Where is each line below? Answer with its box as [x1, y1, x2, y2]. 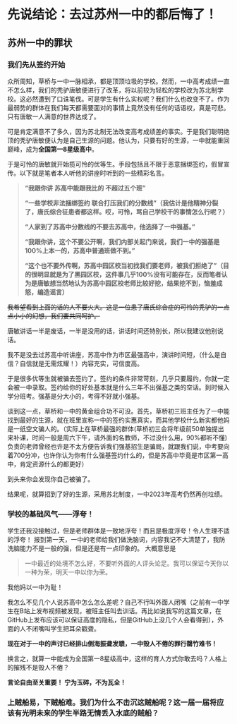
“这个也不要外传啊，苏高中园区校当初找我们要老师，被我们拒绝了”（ [24, 261, 224, 270]
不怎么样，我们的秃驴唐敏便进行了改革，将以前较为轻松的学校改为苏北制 [7, 85, 217, 94]
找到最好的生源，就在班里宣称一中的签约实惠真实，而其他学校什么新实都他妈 [7, 416, 230, 424]
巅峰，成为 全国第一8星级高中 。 [7, 145, 99, 153]
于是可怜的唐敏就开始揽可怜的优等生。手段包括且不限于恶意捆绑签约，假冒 [7, 159, 224, 168]
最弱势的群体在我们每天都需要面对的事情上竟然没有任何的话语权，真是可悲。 [7, 103, 230, 111]
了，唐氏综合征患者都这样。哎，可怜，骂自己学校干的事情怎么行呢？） [24, 207, 229, 216]
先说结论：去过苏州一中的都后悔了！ [7, 6, 218, 23]
